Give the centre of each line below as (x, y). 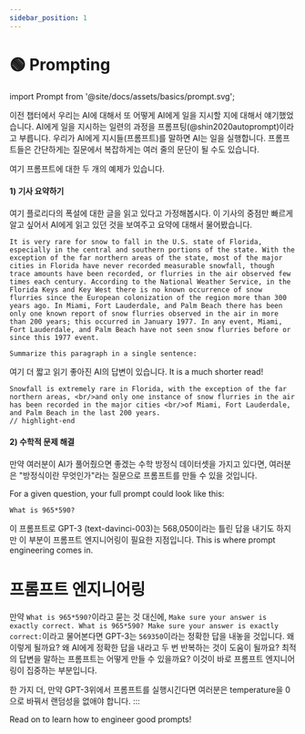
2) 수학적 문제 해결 (42, 442)
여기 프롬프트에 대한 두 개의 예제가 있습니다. (87, 169)
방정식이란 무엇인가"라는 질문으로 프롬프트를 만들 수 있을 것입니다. (140, 475)
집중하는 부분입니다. (61, 670)
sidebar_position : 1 (49, 18)
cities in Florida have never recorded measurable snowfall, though (142, 265)
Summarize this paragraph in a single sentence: (103, 353)
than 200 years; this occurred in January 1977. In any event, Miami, (146, 321)
